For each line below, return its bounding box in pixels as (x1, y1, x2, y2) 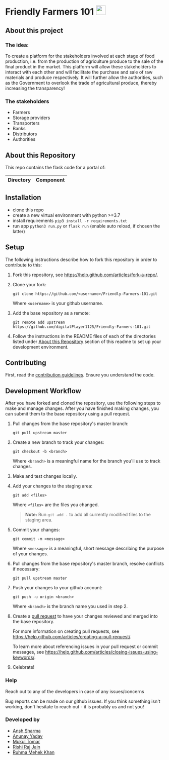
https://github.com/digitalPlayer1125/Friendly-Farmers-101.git (12, 324, 151, 329)
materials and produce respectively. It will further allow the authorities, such (5, 74, 163, 81)
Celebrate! (12, 664, 35, 670)
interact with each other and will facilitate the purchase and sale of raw (5, 69, 153, 75)
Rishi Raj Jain (12, 744, 40, 750)
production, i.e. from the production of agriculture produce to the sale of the (5, 58, 163, 64)
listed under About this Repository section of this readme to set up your (12, 338, 161, 345)
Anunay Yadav (12, 733, 43, 739)
